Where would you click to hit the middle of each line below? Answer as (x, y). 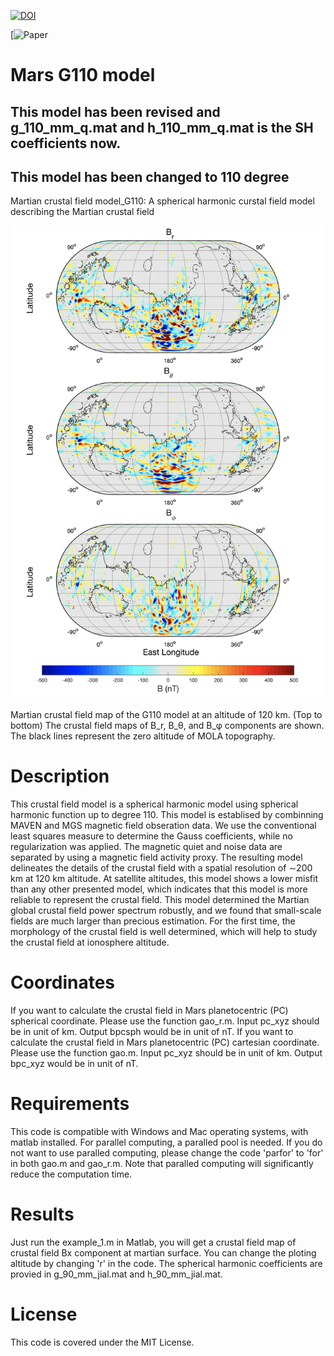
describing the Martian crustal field (82, 212)
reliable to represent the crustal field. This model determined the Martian (160, 900)
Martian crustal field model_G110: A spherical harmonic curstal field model (162, 201)
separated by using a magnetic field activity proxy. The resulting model (156, 857)
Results (42, 1214)
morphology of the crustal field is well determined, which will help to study (164, 932)
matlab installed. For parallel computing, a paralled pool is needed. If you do (166, 1142)
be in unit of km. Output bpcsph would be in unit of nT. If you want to (152, 1031)
